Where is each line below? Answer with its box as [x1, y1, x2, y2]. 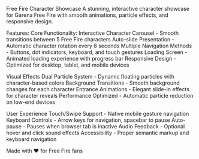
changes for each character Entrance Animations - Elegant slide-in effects [6, 86, 190, 92]
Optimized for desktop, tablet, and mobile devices [6, 61, 129, 68]
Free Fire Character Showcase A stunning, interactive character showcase [6, 5, 190, 12]
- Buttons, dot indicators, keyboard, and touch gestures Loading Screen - [6, 49, 188, 56]
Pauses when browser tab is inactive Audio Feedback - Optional [26, 123, 185, 130]
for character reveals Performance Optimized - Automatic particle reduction [6, 92, 194, 99]
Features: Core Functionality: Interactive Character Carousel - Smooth [6, 29, 179, 37]
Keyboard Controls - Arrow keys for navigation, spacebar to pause [6, 116, 171, 124]
